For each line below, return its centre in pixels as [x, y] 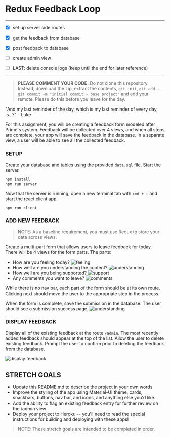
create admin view [32, 58]
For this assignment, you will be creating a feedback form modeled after [80, 124]
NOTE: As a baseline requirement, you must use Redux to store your [89, 232]
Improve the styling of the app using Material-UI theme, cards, [77, 392]
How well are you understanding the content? [60, 267]
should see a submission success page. [47, 308]
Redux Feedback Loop [53, 9]
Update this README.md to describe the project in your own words [82, 387]
